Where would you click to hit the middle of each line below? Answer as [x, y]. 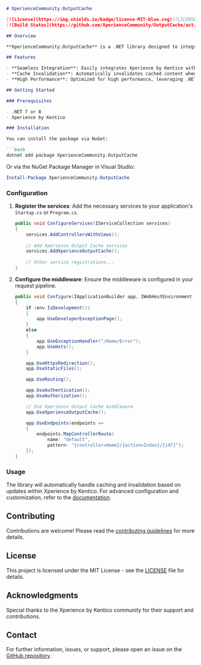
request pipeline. [36, 286]
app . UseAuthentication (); [58, 390]
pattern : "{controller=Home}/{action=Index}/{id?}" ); [115, 445]
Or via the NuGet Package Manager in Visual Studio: [71, 166]
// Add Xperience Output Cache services [77, 245]
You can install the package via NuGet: [57, 139]
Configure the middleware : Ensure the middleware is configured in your [104, 279]
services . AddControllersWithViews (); [73, 234]
